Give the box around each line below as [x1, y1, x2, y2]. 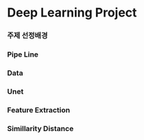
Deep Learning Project [7, 5, 137, 21]
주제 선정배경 [7, 31, 48, 41]
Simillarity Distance [7, 123, 74, 133]
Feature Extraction [7, 105, 71, 114]
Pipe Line [7, 50, 39, 59]
